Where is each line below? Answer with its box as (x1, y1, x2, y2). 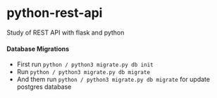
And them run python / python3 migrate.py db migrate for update (16, 75, 211, 84)
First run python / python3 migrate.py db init (16, 60, 154, 68)
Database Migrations (6, 44, 70, 53)
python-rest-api (6, 5, 103, 21)
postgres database (16, 82, 72, 91)
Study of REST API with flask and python (6, 28, 125, 37)
